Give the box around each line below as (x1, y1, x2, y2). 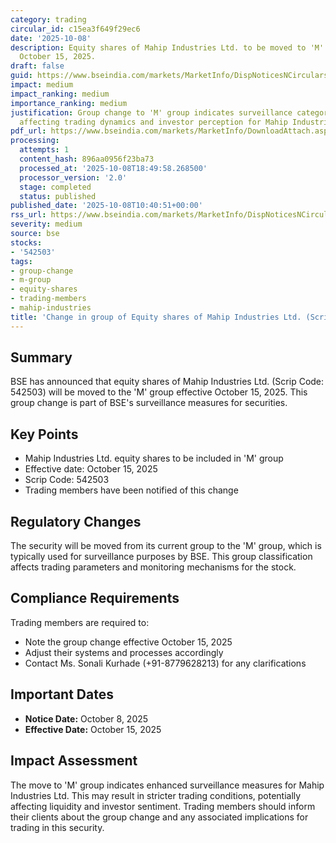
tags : (10, 256, 33, 266)
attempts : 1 (19, 145, 70, 155)
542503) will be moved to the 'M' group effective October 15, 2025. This (10, 386, 308, 398)
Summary (10, 349, 73, 366)
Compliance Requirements (10, 590, 180, 607)
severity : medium (10, 219, 83, 230)
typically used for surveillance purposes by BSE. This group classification (10, 551, 313, 563)
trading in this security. (10, 821, 105, 833)
